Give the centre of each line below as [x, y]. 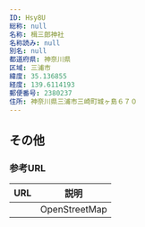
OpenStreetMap [73, 210]
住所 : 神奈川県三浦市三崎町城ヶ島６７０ [73, 101]
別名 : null [28, 51]
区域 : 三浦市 [30, 68]
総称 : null [28, 26]
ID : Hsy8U [28, 18]
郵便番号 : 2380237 [41, 93]
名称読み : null [35, 43]
